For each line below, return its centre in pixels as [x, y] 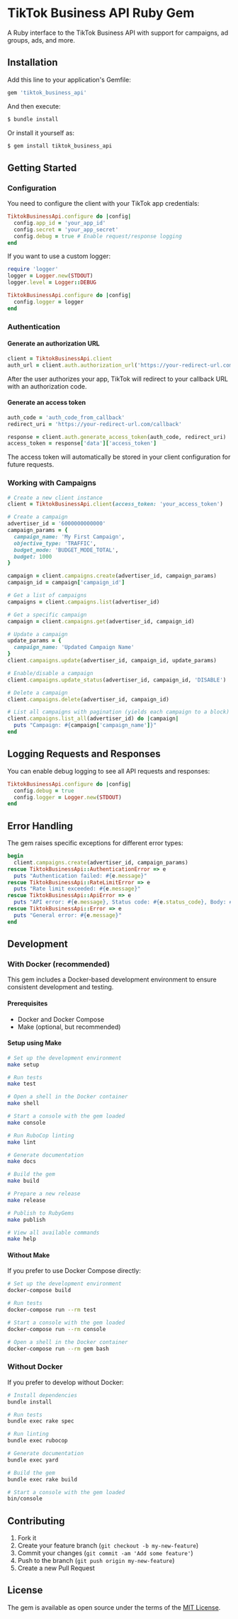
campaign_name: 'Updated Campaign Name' [74, 647]
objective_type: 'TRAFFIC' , [55, 543]
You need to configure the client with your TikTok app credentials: [103, 204]
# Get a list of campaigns [47, 596]
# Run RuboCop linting [41, 1135]
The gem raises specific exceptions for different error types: [95, 843]
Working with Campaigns [52, 483]
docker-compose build [39, 1291]
